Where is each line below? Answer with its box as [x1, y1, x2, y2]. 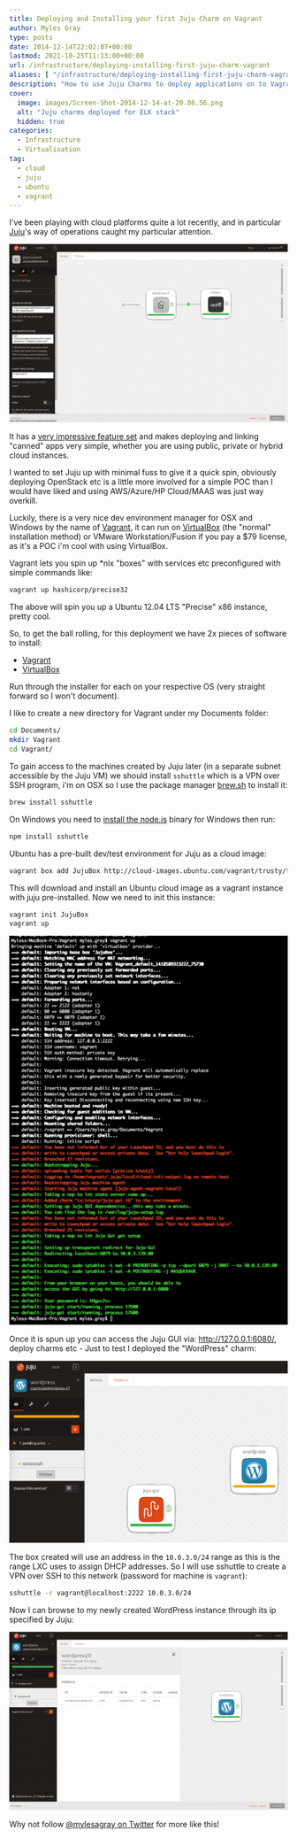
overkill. [9, 496, 38, 506]
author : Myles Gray [9, 23, 81, 33]
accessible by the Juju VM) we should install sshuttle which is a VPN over [9, 770, 280, 781]
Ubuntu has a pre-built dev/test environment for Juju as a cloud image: [9, 848, 267, 859]
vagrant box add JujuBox [9, 866, 101, 876]
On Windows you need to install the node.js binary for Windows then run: [9, 814, 276, 824]
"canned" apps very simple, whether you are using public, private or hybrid [9, 441, 284, 452]
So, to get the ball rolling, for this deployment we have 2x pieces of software [9, 629, 287, 639]
